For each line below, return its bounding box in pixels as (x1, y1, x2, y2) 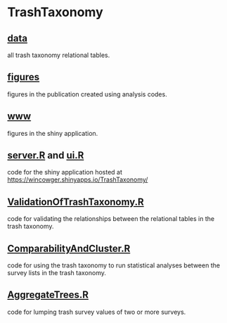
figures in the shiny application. (7, 129, 98, 137)
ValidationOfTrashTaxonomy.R (7, 196, 144, 208)
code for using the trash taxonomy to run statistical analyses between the (7, 261, 220, 270)
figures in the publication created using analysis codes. (7, 89, 167, 99)
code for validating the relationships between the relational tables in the (7, 215, 215, 223)
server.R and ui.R (7, 149, 84, 162)
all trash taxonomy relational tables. (7, 51, 110, 59)
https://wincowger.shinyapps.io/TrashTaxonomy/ (7, 175, 148, 184)
